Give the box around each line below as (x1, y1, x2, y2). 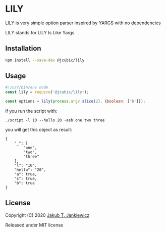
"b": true (14, 180, 35, 186)
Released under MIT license (5, 222, 64, 228)
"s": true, (14, 176, 37, 181)
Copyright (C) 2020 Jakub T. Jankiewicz (5, 212, 90, 218)
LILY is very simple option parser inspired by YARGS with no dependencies (5, 20, 161, 26)
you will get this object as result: (5, 127, 72, 133)
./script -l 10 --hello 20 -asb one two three (5, 118, 105, 123)
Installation (5, 44, 41, 53)
